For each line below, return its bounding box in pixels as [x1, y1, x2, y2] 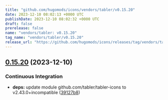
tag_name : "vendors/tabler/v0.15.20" [5, 35, 84, 40]
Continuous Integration [5, 73, 63, 80]
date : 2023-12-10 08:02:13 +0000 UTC [5, 12, 84, 17]
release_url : [5, 40, 32, 45]
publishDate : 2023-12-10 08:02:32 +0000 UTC [5, 16, 99, 21]
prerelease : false [5, 26, 43, 31]
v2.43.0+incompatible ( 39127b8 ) [12, 90, 80, 96]
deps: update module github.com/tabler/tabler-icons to [12, 84, 126, 90]
